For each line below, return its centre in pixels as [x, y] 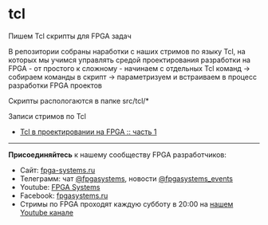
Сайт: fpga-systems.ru [57, 170]
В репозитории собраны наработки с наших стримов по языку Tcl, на [127, 51]
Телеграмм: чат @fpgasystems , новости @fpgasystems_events [126, 178]
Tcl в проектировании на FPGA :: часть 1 [88, 132]
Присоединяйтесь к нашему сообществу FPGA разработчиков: [118, 154]
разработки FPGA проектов [55, 85]
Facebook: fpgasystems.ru [64, 195]
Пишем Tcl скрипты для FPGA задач [70, 36]
